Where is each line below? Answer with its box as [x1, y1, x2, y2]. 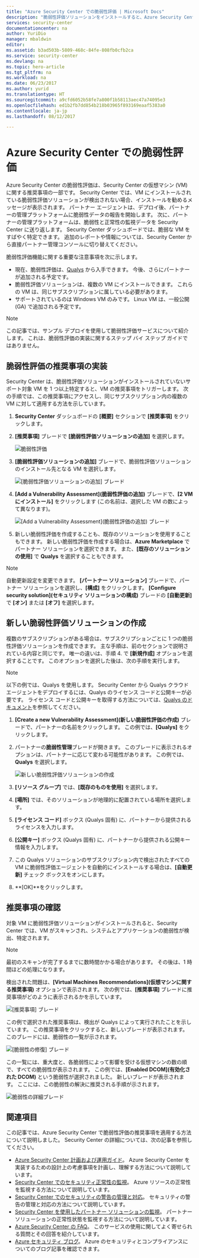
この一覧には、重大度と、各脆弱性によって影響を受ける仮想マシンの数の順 [6, 1058, 188, 1065]
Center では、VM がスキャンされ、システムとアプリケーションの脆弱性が [6, 927, 185, 934]
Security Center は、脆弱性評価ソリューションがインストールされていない [6, 378, 186, 385]
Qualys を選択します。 [14, 758, 70, 765]
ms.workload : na [6, 75, 46, 81]
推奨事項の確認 [6, 902, 61, 913]
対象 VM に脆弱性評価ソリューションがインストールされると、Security [6, 919, 178, 927]
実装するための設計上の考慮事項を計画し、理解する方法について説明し [14, 1164, 186, 1171]
